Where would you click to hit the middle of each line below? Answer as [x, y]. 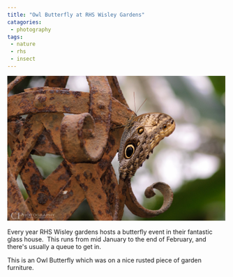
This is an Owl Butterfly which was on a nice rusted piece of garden [105, 260]
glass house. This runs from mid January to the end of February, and [107, 239]
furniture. [21, 268]
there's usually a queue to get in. [54, 247]
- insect [23, 59]
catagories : [24, 22]
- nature [23, 44]
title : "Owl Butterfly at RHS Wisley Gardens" [76, 15]
